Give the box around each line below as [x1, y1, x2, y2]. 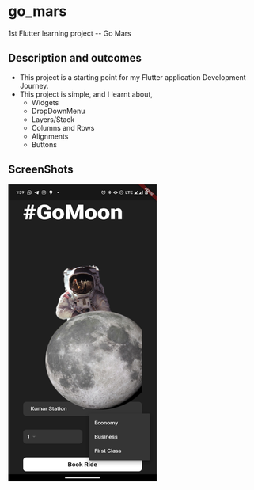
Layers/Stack [31, 114, 75, 124]
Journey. [19, 81, 49, 90]
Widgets [31, 97, 59, 107]
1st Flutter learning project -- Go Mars [8, 28, 132, 38]
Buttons [31, 139, 58, 149]
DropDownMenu [31, 106, 85, 116]
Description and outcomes [8, 51, 142, 65]
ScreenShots [8, 163, 74, 177]
